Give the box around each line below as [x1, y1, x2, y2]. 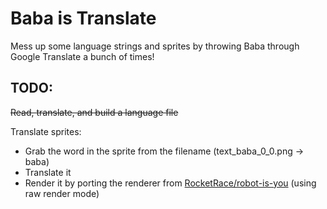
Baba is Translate [10, 7, 157, 30]
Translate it [24, 166, 72, 178]
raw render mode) [24, 187, 100, 199]
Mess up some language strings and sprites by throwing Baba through [10, 40, 300, 52]
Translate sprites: [10, 125, 82, 137]
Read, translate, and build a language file [10, 106, 179, 118]
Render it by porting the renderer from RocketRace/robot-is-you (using [24, 177, 317, 189]
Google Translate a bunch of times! [10, 50, 155, 62]
